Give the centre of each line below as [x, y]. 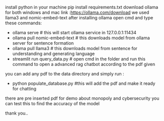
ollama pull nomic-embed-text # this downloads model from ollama [81, 38]
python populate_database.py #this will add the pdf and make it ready [84, 83]
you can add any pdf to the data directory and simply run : [65, 74]
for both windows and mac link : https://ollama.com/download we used [77, 12]
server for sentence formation [43, 43]
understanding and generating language [53, 54]
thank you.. [17, 113]
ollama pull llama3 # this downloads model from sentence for [75, 48]
